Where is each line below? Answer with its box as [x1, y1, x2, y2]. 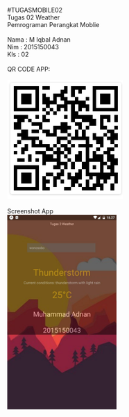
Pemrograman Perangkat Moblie [7, 21, 100, 28]
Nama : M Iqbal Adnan [7, 35, 71, 44]
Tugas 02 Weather [7, 13, 60, 22]
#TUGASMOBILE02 [7, 6, 63, 14]
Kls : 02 [7, 50, 29, 58]
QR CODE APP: [7, 65, 51, 73]
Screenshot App [7, 207, 53, 215]
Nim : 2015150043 [7, 43, 59, 51]
